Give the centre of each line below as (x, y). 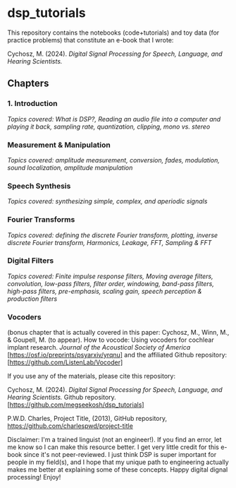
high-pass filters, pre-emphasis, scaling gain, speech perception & (105, 291)
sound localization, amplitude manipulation (70, 167)
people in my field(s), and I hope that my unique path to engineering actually (118, 462)
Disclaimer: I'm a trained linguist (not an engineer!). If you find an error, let (114, 440)
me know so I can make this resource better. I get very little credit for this (113, 447)
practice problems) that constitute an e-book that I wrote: (91, 40)
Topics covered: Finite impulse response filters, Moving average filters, (110, 276)
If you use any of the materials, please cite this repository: (92, 376)
